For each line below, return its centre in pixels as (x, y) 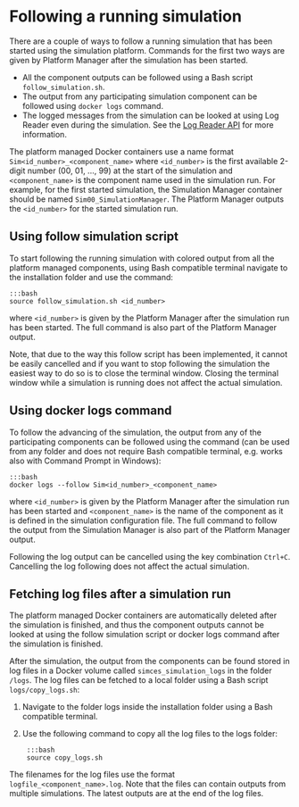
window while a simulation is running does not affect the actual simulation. (146, 382)
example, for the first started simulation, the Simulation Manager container (146, 189)
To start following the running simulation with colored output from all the (142, 258)
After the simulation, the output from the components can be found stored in (149, 661)
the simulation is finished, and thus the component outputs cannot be (137, 625)
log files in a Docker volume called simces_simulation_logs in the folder (141, 670)
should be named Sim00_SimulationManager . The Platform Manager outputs (146, 199)
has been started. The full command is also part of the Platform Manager (143, 327)
